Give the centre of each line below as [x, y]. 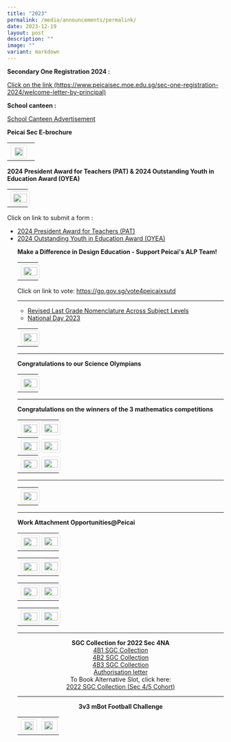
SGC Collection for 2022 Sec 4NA [121, 643]
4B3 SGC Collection [121, 664]
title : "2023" [27, 13]
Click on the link [30, 85]
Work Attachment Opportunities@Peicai [76, 522]
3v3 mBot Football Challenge [120, 706]
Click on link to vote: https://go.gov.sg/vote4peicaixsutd [97, 290]
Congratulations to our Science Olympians [79, 363]
